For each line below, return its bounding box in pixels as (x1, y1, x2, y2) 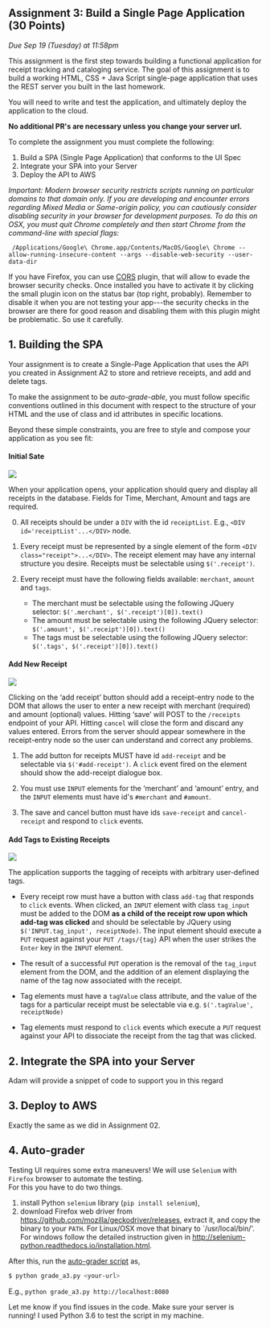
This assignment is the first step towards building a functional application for (8, 56, 262, 65)
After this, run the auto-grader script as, (8, 1256, 141, 1266)
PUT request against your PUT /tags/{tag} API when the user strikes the (19, 934, 257, 944)
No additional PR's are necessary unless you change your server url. (8, 121, 243, 131)
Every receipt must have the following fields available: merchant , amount (19, 574, 256, 584)
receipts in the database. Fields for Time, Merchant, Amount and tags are (8, 493, 251, 502)
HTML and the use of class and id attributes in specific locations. (8, 409, 223, 419)
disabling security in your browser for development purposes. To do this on (8, 211, 258, 221)
